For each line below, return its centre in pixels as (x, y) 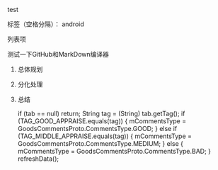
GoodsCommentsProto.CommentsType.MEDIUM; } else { (101, 143)
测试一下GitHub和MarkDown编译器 (58, 54)
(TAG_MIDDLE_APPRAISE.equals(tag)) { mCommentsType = (105, 136)
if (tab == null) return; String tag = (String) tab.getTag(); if (101, 113)
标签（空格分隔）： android (46, 24)
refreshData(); (38, 159)
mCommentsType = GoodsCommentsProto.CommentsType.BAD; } (114, 151)
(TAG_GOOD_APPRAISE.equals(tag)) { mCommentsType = (102, 121)
